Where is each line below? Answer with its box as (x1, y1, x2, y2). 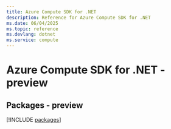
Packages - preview (6, 100, 83, 110)
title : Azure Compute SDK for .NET (6, 8, 97, 15)
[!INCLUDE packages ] (6, 116, 61, 123)
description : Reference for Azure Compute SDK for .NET (6, 15, 151, 21)
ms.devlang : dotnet (6, 31, 56, 38)
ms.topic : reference (6, 25, 59, 32)
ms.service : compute (6, 37, 59, 43)
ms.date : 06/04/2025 (6, 20, 59, 26)
